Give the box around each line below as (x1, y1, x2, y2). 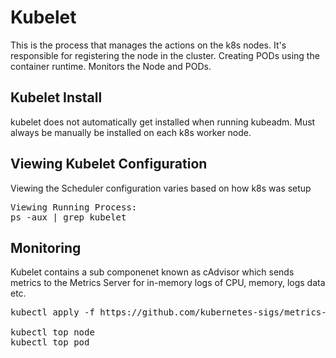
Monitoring (10, 239, 82, 256)
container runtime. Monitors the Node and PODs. (10, 60, 212, 72)
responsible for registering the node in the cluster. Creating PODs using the (10, 49, 320, 61)
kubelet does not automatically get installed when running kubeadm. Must (10, 116, 316, 128)
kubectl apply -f (10, 307, 95, 318)
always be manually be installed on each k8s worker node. (10, 126, 252, 138)
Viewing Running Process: (10, 201, 138, 213)
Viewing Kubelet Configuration (10, 156, 208, 173)
